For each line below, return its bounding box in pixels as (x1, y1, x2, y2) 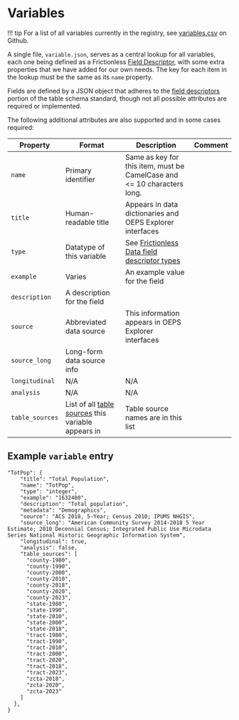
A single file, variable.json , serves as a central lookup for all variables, (7, 50, 216, 59)
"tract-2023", (26, 669, 69, 676)
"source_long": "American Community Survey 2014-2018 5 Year (20, 519, 205, 526)
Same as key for (124, 152, 179, 162)
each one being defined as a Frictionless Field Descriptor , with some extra (7, 57, 225, 66)
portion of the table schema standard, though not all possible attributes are (7, 94, 228, 103)
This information (124, 308, 180, 318)
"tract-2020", (26, 656, 69, 664)
